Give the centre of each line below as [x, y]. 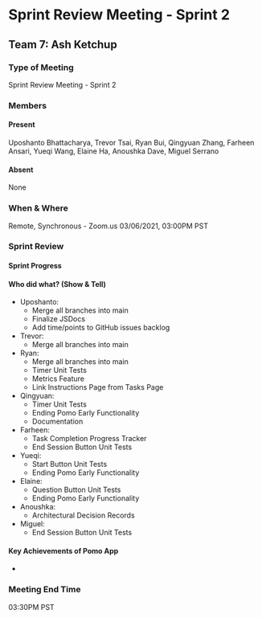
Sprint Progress [35, 266]
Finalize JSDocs [59, 319]
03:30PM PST [31, 607]
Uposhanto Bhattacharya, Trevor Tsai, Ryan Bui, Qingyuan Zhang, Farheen [131, 143]
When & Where [38, 208]
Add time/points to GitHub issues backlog [101, 328]
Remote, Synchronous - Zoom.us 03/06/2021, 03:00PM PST [108, 226]
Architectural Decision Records [83, 515]
